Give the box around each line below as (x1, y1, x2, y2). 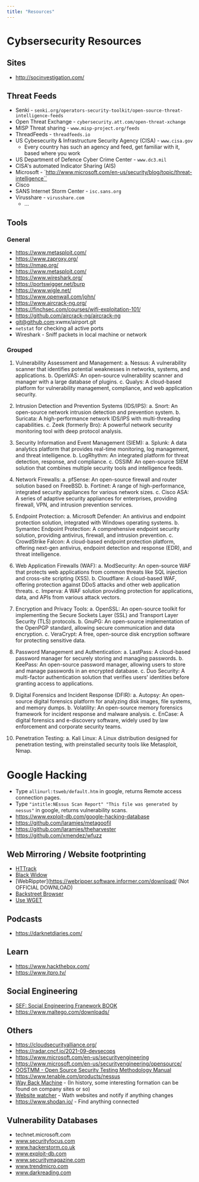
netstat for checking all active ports (15, 325, 104, 332)
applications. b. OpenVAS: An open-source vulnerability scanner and (15, 372, 183, 379)
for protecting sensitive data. (15, 637, 86, 644)
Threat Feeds (7, 91, 57, 101)
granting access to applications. (15, 680, 94, 687)
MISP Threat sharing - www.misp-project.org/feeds (15, 124, 140, 131)
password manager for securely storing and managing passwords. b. (15, 655, 184, 662)
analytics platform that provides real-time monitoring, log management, (15, 445, 190, 452)
